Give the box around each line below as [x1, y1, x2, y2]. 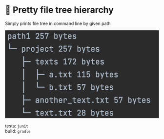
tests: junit [5, 123, 28, 129]
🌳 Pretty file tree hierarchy [5, 4, 114, 16]
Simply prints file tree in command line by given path [5, 20, 111, 26]
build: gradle [5, 128, 31, 134]
